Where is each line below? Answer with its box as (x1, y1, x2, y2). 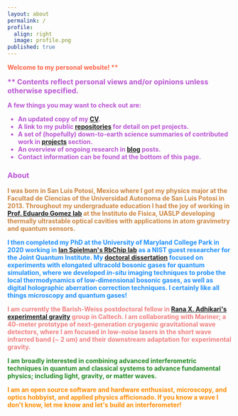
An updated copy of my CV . (17, 115, 101, 123)
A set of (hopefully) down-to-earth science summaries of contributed (17, 130, 229, 138)
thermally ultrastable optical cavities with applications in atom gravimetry (7, 217, 230, 225)
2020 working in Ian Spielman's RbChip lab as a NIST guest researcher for (7, 246, 231, 254)
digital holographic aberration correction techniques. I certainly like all (7, 284, 220, 292)
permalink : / (7, 17, 46, 24)
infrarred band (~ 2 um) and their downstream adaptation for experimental (7, 336, 232, 344)
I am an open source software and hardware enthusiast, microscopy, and (7, 385, 227, 394)
